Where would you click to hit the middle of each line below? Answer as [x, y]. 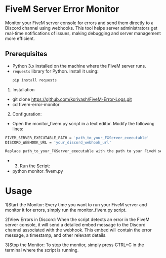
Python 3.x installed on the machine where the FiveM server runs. [79, 66]
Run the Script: [35, 166]
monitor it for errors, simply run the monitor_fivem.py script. [66, 210]
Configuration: [27, 114]
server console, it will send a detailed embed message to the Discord [75, 225]
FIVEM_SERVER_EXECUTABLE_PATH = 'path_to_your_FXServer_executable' [77, 138]
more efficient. [20, 38]
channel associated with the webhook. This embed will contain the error [79, 230]
